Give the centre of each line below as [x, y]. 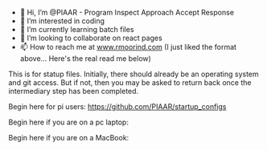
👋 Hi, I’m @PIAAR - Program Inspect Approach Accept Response [127, 12]
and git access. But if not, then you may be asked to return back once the [130, 83]
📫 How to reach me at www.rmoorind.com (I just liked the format [128, 47]
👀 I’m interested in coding [62, 21]
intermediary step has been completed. [74, 91]
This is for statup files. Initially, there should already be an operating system [133, 74]
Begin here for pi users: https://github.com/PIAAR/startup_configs [117, 107]
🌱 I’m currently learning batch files [77, 29]
